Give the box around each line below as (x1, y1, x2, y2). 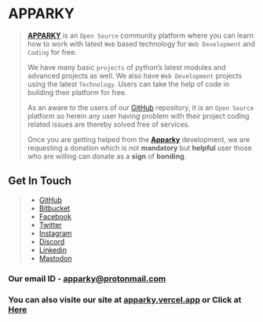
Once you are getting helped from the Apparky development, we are (27, 134, 250, 144)
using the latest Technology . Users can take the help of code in (27, 79, 230, 89)
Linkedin (38, 245, 67, 254)
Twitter (38, 220, 63, 229)
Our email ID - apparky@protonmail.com (8, 273, 166, 284)
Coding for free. (27, 47, 77, 57)
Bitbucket (38, 203, 71, 213)
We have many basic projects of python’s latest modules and (27, 62, 226, 71)
